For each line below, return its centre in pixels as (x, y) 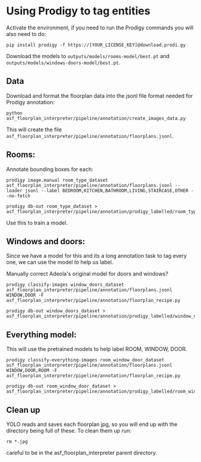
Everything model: (41, 335)
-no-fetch (19, 196)
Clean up (23, 410)
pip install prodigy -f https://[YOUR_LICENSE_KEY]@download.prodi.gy (96, 45)
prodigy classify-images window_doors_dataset (65, 285)
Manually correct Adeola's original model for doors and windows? (87, 274)
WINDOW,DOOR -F (25, 295)
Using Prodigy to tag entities (78, 11)
